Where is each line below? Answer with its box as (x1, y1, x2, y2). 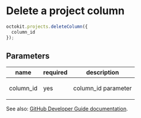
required (43, 68, 68, 77)
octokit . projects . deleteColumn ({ (6, 24, 88, 29)
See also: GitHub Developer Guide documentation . (6, 105, 128, 113)
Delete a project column (6, 4, 125, 18)
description (86, 68, 119, 77)
